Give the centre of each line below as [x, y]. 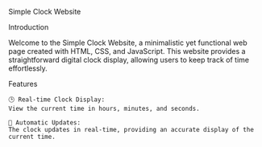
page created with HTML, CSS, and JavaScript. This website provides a [127, 51]
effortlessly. [28, 68]
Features [23, 84]
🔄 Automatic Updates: [45, 123]
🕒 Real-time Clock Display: [57, 100]
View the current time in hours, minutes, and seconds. [104, 108]
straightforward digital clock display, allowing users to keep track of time [129, 60]
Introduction [29, 27]
